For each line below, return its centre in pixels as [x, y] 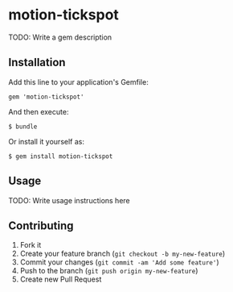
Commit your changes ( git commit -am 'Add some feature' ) [119, 262]
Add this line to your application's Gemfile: [78, 81]
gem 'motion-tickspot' [46, 97]
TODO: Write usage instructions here [69, 200]
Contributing [41, 225]
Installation [37, 63]
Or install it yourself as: [46, 141]
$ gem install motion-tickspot [61, 156]
